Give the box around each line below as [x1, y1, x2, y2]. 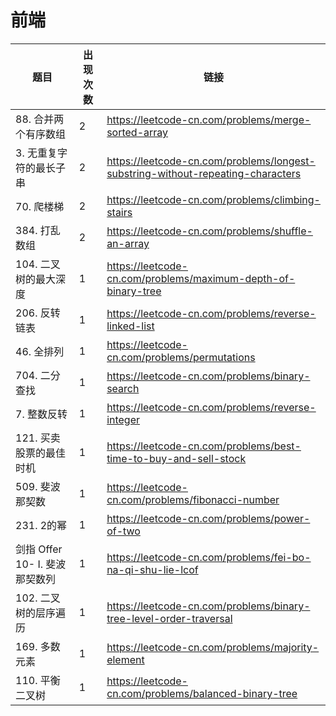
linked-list [106, 319, 155, 333]
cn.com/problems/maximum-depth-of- [106, 271, 296, 285]
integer [106, 412, 141, 426]
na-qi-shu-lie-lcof [106, 562, 199, 576]
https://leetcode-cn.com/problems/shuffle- [106, 224, 313, 238]
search [106, 381, 140, 395]
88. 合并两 [15, 112, 65, 126]
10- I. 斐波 [15, 557, 67, 571]
